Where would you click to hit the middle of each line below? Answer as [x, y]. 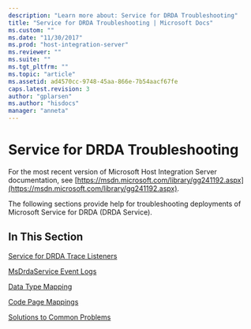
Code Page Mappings [43, 301]
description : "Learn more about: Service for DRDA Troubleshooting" [123, 15]
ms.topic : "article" [42, 74]
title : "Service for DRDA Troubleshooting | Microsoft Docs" [111, 23]
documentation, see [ [43, 180]
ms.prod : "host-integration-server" [68, 45]
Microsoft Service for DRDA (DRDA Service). [80, 212]
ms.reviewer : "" [35, 52]
